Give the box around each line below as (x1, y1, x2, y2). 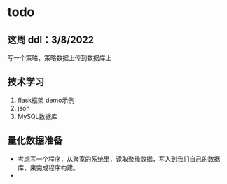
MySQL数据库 (17, 112, 57, 120)
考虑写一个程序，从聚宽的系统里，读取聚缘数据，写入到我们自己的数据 (17, 155, 221, 163)
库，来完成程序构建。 (17, 163, 79, 171)
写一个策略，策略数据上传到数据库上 (7, 54, 112, 62)
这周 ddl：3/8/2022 (7, 34, 95, 45)
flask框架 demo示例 (17, 96, 75, 104)
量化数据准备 (7, 134, 63, 147)
